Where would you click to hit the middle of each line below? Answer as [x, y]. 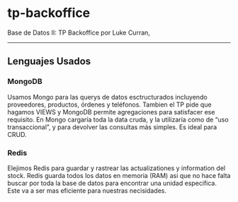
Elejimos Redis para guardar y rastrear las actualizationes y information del [116, 168]
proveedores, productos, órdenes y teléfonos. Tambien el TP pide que [109, 105]
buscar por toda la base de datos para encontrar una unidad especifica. [112, 183]
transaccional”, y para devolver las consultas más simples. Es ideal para [112, 127]
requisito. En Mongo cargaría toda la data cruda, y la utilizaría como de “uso [118, 119]
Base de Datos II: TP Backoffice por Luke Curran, [79, 32]
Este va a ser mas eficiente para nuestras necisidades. [87, 190]
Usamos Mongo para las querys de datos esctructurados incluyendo [107, 97]
